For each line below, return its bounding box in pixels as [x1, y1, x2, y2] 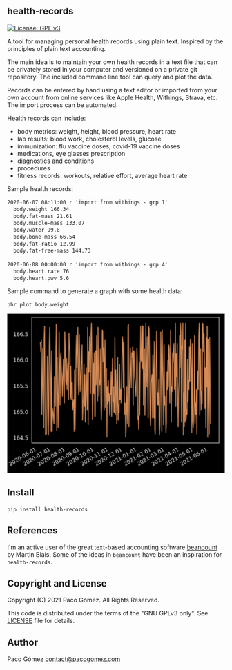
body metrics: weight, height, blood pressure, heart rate [17, 127, 177, 135]
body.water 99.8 [13, 226, 60, 233]
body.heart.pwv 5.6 [13, 275, 70, 282]
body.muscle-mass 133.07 [13, 219, 85, 226]
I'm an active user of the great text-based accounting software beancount [7, 543, 217, 551]
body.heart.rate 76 [13, 268, 70, 275]
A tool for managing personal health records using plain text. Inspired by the [7, 37, 224, 46]
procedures [17, 164, 50, 172]
